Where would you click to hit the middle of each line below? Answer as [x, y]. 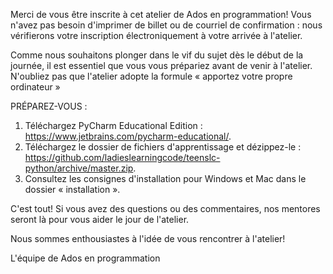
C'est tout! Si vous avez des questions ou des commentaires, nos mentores [165, 208]
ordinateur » [35, 87]
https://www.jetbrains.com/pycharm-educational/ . [128, 136]
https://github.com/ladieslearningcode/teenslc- [122, 157]
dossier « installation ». [72, 189]
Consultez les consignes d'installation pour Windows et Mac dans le [165, 178]
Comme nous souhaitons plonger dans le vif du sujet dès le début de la [157, 55]
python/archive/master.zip [79, 168]
